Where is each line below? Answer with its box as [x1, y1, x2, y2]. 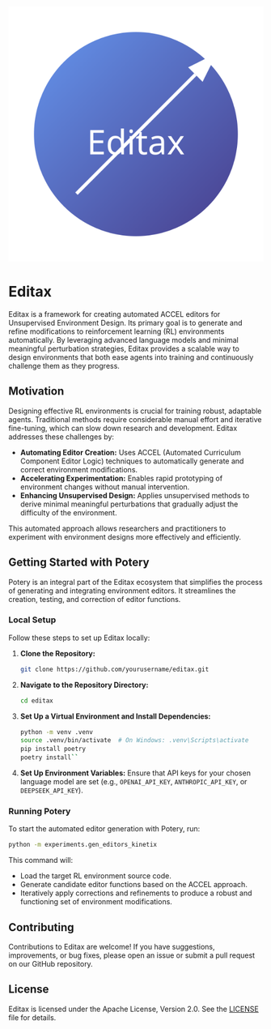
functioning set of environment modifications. [19, 897, 172, 907]
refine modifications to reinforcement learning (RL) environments [8, 327, 225, 336]
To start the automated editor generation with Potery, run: [8, 824, 201, 834]
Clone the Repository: [19, 648, 95, 658]
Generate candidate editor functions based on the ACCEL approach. [19, 880, 248, 890]
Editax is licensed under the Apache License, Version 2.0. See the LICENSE [8, 1004, 259, 1014]
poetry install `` [19, 754, 79, 762]
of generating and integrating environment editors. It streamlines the [8, 586, 236, 596]
